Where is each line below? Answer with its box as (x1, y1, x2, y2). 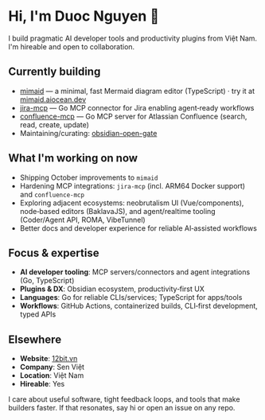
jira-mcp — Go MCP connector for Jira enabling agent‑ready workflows (19, 103, 255, 112)
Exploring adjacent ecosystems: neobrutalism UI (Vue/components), (19, 198, 244, 208)
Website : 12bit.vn (19, 354, 78, 364)
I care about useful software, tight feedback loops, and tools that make (8, 395, 240, 404)
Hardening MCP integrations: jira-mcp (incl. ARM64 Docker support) (19, 181, 245, 190)
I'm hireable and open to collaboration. (8, 41, 135, 51)
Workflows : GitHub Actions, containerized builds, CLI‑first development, (19, 301, 259, 311)
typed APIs (19, 309, 57, 319)
